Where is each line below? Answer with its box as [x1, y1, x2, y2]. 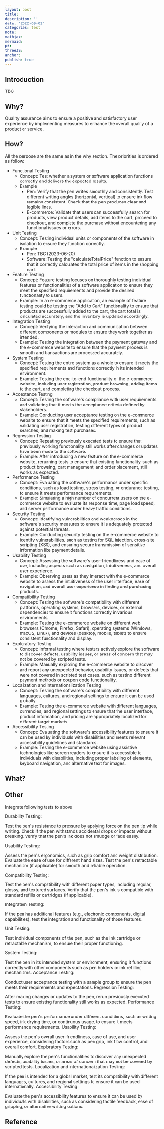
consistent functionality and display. [19, 635, 93, 641]
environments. [19, 614, 49, 620]
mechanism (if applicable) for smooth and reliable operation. [5, 862, 127, 868]
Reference [5, 1118, 38, 1126]
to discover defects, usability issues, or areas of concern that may [19, 651, 153, 657]
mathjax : [5, 35, 23, 40]
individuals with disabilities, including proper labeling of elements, [19, 755, 153, 761]
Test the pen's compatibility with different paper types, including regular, [5, 881, 152, 887]
